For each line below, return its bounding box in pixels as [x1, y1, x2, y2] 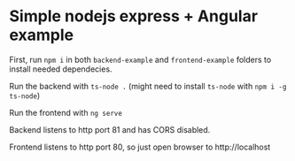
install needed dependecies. [9, 64, 113, 74]
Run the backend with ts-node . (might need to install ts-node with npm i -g [9, 80, 287, 91]
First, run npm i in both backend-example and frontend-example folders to [9, 54, 272, 65]
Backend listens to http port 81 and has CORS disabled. [9, 124, 211, 134]
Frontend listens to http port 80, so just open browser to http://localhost [9, 142, 271, 152]
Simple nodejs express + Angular [9, 6, 259, 27]
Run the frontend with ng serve [9, 107, 122, 118]
